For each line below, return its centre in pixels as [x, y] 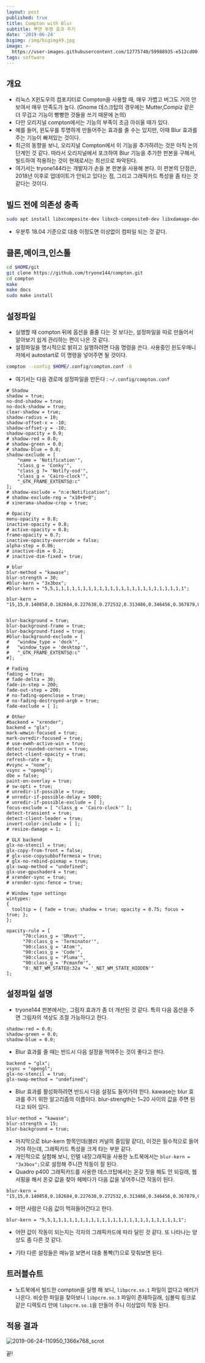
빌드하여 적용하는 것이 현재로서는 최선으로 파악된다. [76, 161]
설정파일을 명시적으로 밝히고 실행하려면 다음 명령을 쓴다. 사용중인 [92, 347]
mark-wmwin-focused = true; [42, 733]
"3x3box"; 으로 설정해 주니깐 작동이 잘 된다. [67, 1164]
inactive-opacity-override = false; [53, 540]
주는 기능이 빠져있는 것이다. [48, 138]
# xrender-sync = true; [37, 877]
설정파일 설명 [30, 994]
